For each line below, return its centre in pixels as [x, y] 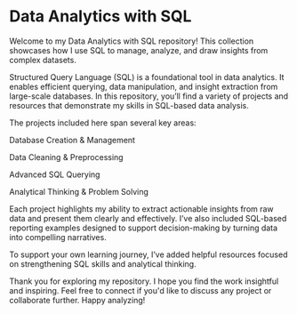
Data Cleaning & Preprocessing [66, 157]
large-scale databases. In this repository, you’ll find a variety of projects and [149, 96]
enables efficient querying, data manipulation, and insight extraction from [144, 86]
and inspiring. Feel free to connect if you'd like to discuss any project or [140, 290]
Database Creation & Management [72, 140]
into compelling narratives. [58, 237]
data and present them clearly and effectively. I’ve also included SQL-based [148, 218]
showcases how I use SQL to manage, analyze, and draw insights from [139, 50]
